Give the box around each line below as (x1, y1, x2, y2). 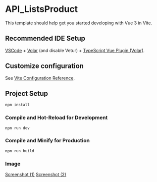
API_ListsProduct (5, 3, 78, 15)
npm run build (5, 148, 35, 153)
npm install (5, 103, 30, 108)
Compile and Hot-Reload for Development (5, 114, 108, 121)
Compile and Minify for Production (5, 137, 90, 144)
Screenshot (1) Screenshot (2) (5, 171, 66, 177)
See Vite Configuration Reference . (5, 75, 75, 81)
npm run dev (5, 125, 30, 130)
